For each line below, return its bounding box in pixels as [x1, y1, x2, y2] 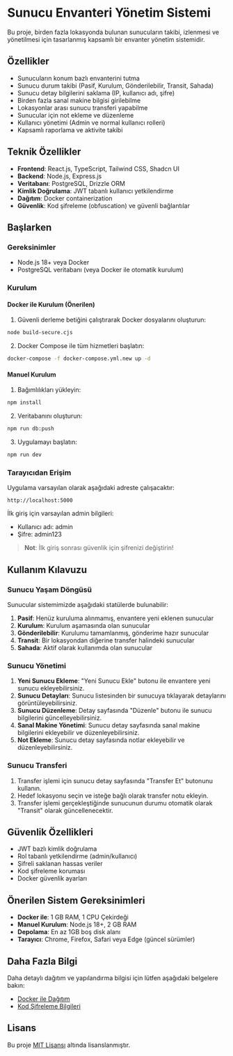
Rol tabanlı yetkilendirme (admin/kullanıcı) [17, 852, 138, 860]
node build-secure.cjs [7, 329, 73, 336]
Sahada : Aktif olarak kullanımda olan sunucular [17, 643, 153, 652]
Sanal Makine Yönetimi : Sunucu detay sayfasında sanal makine [17, 721, 200, 730]
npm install [7, 399, 42, 407]
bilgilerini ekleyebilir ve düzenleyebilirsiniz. [17, 729, 140, 737]
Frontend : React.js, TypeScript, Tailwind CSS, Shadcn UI [17, 164, 179, 173]
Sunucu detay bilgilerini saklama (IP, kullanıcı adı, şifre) [17, 88, 175, 97]
